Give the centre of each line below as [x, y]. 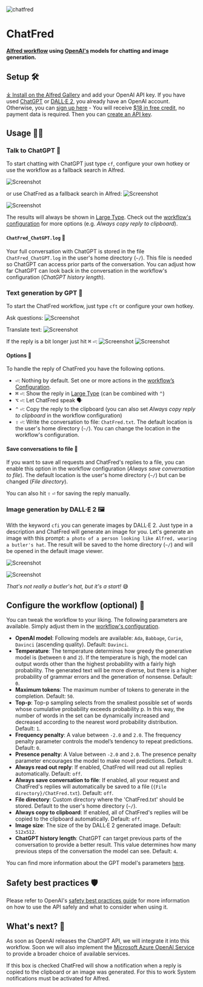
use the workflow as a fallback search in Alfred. [66, 170]
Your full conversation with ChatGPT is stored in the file [75, 251]
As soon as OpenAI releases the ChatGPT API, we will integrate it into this [98, 941]
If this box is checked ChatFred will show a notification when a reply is [94, 966]
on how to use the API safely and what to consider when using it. [87, 907]
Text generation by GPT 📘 [45, 293]
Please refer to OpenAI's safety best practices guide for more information [98, 901]
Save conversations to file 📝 [42, 449]
